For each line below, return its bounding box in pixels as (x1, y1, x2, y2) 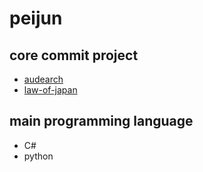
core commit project (9, 47, 139, 64)
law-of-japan (23, 84, 78, 96)
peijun (9, 7, 63, 30)
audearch (23, 73, 64, 85)
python (23, 150, 54, 162)
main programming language (9, 113, 194, 130)
